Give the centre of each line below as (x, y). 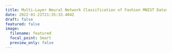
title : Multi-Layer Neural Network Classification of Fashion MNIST (80, 10)
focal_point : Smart (31, 38)
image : (12, 29)
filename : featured (31, 33)
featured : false (23, 24)
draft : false (19, 19)
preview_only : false (32, 43)
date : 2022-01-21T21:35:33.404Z (40, 15)
